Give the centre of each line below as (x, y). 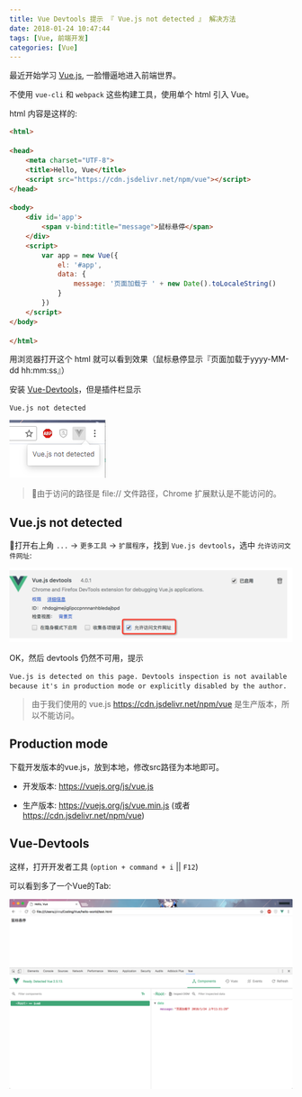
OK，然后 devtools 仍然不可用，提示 (76, 658)
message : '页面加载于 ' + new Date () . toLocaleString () (175, 284)
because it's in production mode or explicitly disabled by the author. (148, 686)
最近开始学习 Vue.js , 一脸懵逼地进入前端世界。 (95, 76)
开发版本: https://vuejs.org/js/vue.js (88, 786)
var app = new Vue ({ (80, 255)
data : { (72, 275)
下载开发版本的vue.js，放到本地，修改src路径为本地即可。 (117, 766)
